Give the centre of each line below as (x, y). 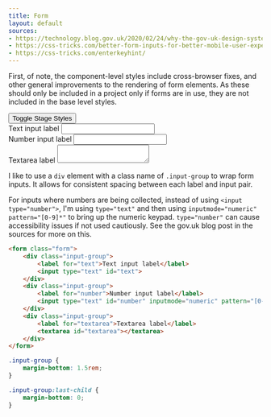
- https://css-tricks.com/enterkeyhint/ (77, 53)
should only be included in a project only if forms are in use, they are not (129, 93)
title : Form (28, 16)
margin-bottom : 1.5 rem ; (63, 368)
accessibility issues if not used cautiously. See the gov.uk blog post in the (131, 225)
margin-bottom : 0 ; (54, 398)
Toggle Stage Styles (42, 118)
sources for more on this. (50, 234)
